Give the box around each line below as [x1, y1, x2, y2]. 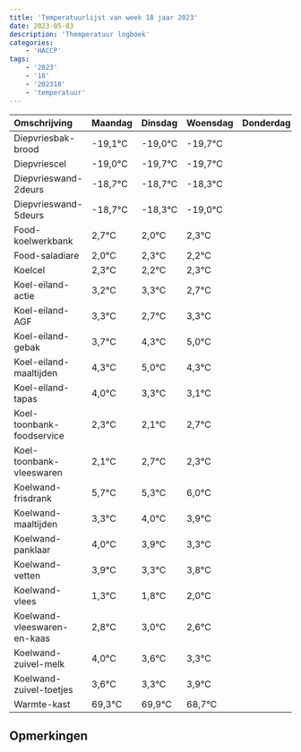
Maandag [90, 116, 133, 129]
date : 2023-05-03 [9, 21, 74, 30]
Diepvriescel [13, 158, 67, 170]
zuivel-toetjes [13, 683, 73, 696]
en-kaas [13, 632, 51, 645]
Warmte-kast [13, 697, 71, 710]
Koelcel [13, 263, 46, 276]
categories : [9, 38, 54, 47]
